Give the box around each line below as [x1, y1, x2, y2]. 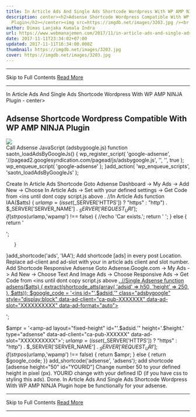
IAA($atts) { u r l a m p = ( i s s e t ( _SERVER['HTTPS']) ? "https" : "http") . [6, 199, 168, 206]
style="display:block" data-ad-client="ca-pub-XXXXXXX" [6, 296, 146, 303]
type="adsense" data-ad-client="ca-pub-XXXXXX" [6, 331, 130, 338]
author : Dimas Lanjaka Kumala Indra [6, 25, 95, 31]
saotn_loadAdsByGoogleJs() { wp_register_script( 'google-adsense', [6, 151, 170, 158]
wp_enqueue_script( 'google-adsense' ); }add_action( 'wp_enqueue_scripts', [6, 163, 190, 170]
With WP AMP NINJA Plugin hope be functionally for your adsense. [6, 382, 167, 389]
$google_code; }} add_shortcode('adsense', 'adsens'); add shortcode [6, 357, 173, 364]
